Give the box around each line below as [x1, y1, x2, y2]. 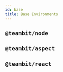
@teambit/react [5, 60, 52, 67]
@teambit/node [5, 30, 48, 36]
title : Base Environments [5, 12, 58, 17]
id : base [5, 7, 23, 12]
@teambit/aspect [5, 45, 55, 52]
